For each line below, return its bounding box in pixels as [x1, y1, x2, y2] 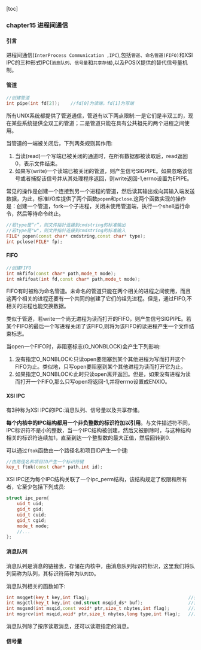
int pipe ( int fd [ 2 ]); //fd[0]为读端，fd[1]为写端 [6, 101, 135, 107]
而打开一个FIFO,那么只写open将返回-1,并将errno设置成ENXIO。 [14, 378, 170, 385]
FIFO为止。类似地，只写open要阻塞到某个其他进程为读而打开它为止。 [14, 363, 187, 370]
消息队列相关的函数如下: [6, 582, 66, 590]
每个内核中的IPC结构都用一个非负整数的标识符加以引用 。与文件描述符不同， [6, 419, 193, 426]
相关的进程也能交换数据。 [6, 302, 69, 310]
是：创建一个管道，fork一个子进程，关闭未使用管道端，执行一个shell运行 [6, 203, 185, 210]
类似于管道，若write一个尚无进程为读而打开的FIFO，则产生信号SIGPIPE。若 [6, 315, 192, 323]
